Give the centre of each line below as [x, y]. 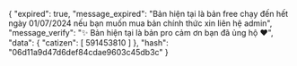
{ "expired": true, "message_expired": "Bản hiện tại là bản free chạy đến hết [148, 14]
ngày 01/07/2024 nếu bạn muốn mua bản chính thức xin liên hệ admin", [140, 23]
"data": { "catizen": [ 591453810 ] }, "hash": [89, 43]
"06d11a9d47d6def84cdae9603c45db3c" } [89, 52]
